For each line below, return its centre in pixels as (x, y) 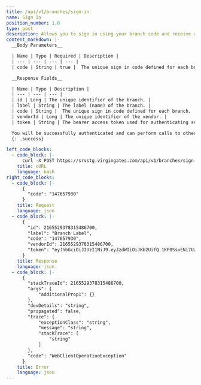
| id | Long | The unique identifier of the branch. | (81, 100)
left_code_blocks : (29, 150)
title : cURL (32, 166)
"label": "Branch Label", (60, 233)
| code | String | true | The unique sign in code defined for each (100, 67)
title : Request (36, 205)
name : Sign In (24, 17)
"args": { (40, 289)
